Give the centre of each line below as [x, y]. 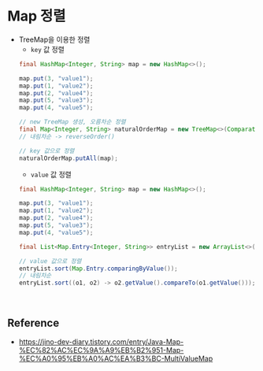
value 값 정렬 [51, 174]
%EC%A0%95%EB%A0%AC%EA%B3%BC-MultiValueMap [116, 358]
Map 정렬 [37, 16]
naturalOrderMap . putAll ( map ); [69, 158]
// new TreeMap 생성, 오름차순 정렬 [72, 122]
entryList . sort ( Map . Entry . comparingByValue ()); [98, 269]
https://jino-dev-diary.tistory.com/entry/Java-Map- [101, 342]
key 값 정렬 [47, 49]
